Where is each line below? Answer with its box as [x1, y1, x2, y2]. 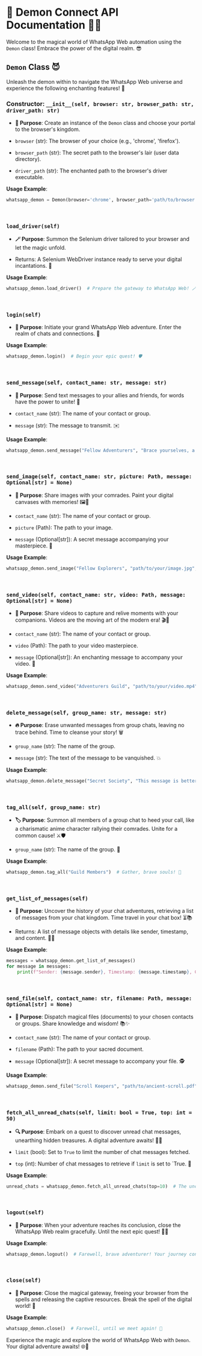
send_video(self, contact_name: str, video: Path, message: [6, 591, 186, 598]
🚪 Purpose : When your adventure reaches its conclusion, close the [14, 1221, 182, 1229]
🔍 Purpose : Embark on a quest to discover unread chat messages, [14, 1127, 182, 1135]
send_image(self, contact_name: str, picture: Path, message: [6, 473, 192, 480]
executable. [14, 174, 44, 181]
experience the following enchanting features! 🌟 [6, 84, 125, 92]
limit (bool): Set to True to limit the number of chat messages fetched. [14, 1148, 191, 1155]
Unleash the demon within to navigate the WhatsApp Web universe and [6, 78, 183, 85]
